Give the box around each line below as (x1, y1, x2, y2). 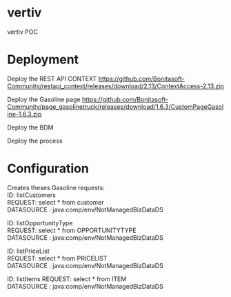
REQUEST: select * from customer (7, 198, 104, 206)
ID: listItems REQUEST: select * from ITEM (7, 274, 127, 283)
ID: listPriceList (7, 247, 50, 255)
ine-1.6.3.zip (7, 110, 42, 118)
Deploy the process (7, 136, 63, 145)
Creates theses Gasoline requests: (7, 183, 105, 192)
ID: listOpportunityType (7, 218, 73, 227)
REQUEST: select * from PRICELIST (7, 254, 108, 263)
